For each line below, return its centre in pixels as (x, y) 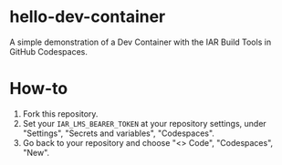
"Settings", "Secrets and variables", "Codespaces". (118, 133)
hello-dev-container (88, 17)
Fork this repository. (60, 113)
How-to (39, 89)
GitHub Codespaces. (49, 51)
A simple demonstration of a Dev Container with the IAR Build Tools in (141, 42)
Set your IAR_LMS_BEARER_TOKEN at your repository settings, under (144, 123)
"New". (36, 152)
